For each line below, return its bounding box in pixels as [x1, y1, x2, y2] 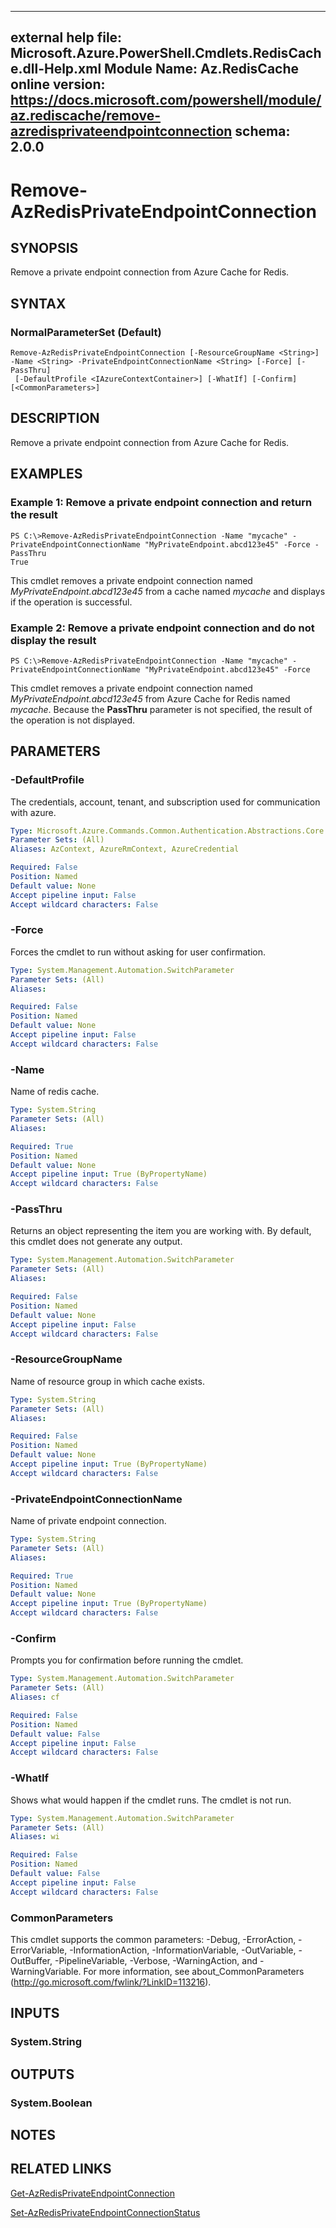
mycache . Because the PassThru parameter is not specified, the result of [10, 703, 313, 715]
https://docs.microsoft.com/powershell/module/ [10, 92, 322, 109]
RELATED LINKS [10, 2161, 112, 2178]
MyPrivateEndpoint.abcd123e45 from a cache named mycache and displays [10, 585, 326, 597]
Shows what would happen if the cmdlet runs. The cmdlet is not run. [10, 1794, 292, 1806]
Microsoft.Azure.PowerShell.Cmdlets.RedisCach [10, 45, 322, 62]
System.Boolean [10, 2096, 93, 2110]
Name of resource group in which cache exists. [10, 1375, 205, 1387]
